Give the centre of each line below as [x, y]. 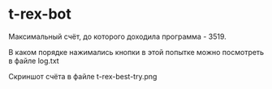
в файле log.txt [34, 61]
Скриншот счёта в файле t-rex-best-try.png [83, 76]
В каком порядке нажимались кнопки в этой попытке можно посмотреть [136, 52]
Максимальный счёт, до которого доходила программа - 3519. [118, 36]
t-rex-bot [40, 14]
